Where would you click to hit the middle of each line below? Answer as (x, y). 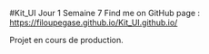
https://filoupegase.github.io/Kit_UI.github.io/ (94, 22)
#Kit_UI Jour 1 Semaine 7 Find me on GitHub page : (105, 13)
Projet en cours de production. (67, 40)
